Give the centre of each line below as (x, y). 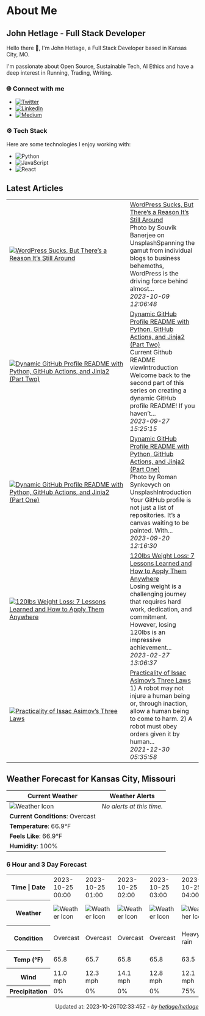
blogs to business (156, 258)
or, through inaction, (159, 703)
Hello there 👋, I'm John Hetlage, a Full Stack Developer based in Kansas (97, 48)
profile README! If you (163, 406)
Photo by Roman (154, 477)
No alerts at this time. (132, 807)
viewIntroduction (154, 368)
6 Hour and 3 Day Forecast (47, 865)
